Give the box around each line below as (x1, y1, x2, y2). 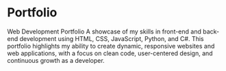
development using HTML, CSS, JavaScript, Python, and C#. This (19, 34, 204, 42)
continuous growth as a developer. (7, 56, 105, 64)
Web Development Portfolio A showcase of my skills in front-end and (7, 27, 202, 35)
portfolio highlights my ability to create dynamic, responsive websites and (7, 42, 215, 50)
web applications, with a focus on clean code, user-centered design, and (7, 49, 214, 57)
